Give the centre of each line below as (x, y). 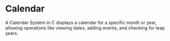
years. (12, 33)
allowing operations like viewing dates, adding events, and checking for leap (85, 27)
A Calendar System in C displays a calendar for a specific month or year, (81, 22)
